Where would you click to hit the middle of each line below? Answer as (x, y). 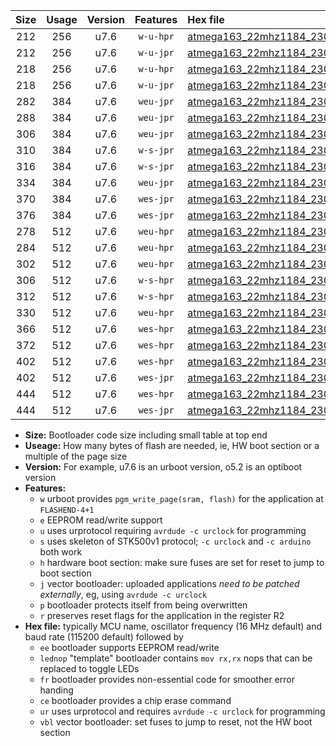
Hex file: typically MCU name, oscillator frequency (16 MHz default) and (173, 626)
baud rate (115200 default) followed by (104, 637)
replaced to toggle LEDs (89, 668)
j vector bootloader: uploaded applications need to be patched (169, 583)
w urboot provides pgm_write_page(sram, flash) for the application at (181, 498)
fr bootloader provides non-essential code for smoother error (167, 679)
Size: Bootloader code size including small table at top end (146, 435)
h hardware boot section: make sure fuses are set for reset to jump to (182, 562)
